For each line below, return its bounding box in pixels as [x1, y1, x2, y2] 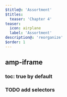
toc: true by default [5, 73, 53, 80]
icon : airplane [9, 26, 41, 31]
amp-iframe [5, 58, 43, 67]
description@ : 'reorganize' [5, 35, 64, 40]
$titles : [5, 12, 23, 17]
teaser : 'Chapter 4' [9, 16, 52, 21]
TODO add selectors [5, 86, 55, 93]
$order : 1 [5, 40, 26, 45]
